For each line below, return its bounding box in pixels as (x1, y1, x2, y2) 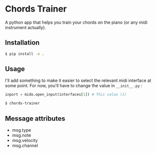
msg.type (12, 127, 31, 133)
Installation (5, 39, 40, 47)
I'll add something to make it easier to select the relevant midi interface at (5, 77, 152, 83)
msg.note (12, 132, 31, 138)
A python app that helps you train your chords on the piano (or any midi (5, 19, 148, 25)
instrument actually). (5, 24, 46, 30)
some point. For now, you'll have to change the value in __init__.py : (5, 83, 142, 89)
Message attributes (5, 114, 65, 122)
